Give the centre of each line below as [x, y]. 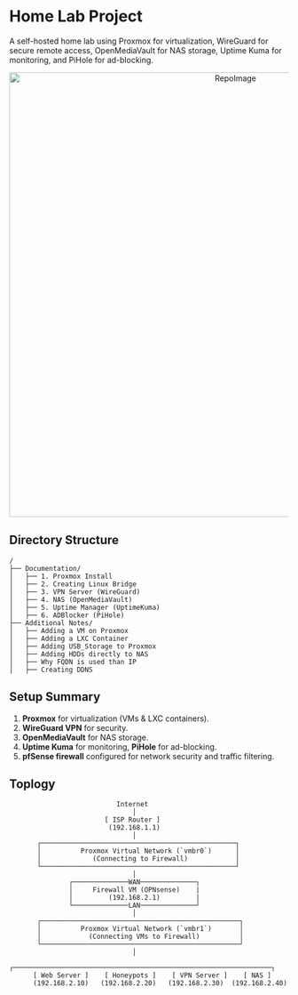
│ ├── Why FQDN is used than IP [73, 662]
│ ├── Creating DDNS [51, 670]
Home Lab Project [76, 16]
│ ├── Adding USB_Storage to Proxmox [83, 646]
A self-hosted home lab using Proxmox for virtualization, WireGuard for [139, 41]
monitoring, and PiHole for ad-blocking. [81, 60]
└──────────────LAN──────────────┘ [134, 906]
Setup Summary [55, 697]
